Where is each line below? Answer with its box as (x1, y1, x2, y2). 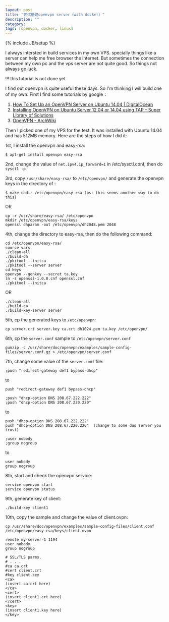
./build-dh (5, 254, 28, 259)
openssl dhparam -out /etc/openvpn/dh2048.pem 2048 (5, 222, 116, 228)
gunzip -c (5, 345, 26, 351)
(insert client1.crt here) (5, 595, 62, 600)
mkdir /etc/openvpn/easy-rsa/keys (5, 218, 78, 223)
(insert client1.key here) (5, 608, 62, 613)
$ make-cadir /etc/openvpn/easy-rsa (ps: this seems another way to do (5, 190, 159, 196)
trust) (5, 427, 19, 433)
